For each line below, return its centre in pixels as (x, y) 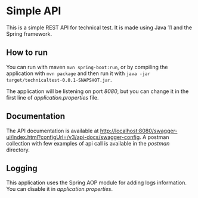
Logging (22, 168)
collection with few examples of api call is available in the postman (88, 143)
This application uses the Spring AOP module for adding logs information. (96, 182)
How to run (27, 53)
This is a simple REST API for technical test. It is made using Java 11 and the (99, 27)
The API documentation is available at (52, 131)
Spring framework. (29, 33)
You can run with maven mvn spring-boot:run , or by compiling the (87, 67)
